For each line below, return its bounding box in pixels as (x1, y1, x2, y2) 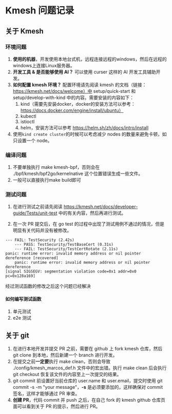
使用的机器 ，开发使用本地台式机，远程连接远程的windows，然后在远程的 (12, 56, 167, 62)
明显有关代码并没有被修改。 (12, 227, 72, 233)
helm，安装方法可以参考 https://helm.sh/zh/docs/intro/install (20, 124, 149, 131)
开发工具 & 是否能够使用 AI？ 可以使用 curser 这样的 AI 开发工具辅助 (12, 69, 157, 75)
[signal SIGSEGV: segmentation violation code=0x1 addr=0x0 (5, 269, 137, 274)
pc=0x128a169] (5, 273, 36, 279)
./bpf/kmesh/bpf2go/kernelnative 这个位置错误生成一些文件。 (12, 170, 143, 177)
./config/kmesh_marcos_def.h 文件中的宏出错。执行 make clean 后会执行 (12, 365, 167, 371)
